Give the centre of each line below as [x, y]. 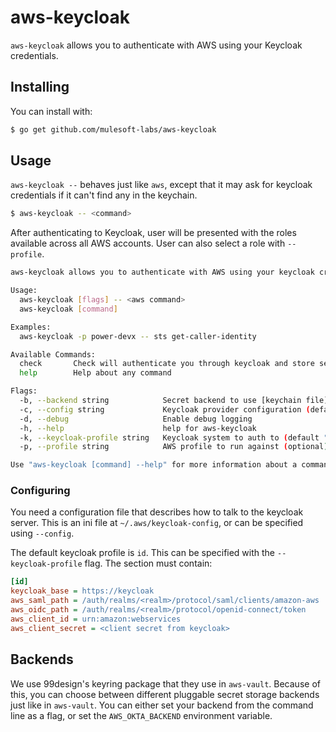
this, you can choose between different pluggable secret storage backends [165, 694]
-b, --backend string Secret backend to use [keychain [160, 401]
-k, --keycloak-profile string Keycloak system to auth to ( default [169, 437]
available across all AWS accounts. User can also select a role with [148, 243]
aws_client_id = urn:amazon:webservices [96, 619]
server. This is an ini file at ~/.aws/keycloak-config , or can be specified [157, 523]
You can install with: [51, 111]
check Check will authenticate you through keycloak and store [167, 364]
